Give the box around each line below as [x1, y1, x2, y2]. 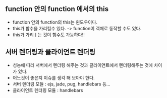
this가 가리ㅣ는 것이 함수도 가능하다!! [12, 32, 85, 38]
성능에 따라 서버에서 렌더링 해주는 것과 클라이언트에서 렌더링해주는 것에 [12, 62, 153, 68]
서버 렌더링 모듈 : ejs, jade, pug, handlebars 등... [12, 81, 110, 87]
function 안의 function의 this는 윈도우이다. [12, 19, 97, 25]
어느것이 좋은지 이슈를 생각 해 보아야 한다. [12, 74, 95, 80]
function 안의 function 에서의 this [5, 5, 109, 14]
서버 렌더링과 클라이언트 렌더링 [5, 48, 96, 56]
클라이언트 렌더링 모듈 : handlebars [12, 87, 83, 93]
